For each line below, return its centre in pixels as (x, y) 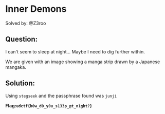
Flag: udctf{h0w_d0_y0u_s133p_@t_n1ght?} (49, 105)
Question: (22, 39)
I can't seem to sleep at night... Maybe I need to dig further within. (75, 51)
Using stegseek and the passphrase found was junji (61, 96)
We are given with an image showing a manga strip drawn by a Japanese (83, 62)
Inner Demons (36, 9)
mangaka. (16, 67)
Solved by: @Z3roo (26, 23)
